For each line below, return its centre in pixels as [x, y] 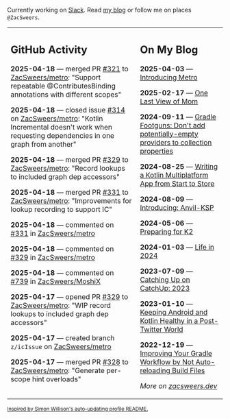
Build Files [189, 370]
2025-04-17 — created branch [63, 337]
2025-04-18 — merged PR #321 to [69, 69]
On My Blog [169, 49]
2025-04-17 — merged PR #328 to [69, 361]
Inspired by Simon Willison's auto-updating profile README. [78, 409]
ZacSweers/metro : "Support [56, 77]
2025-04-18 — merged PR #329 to [69, 159]
